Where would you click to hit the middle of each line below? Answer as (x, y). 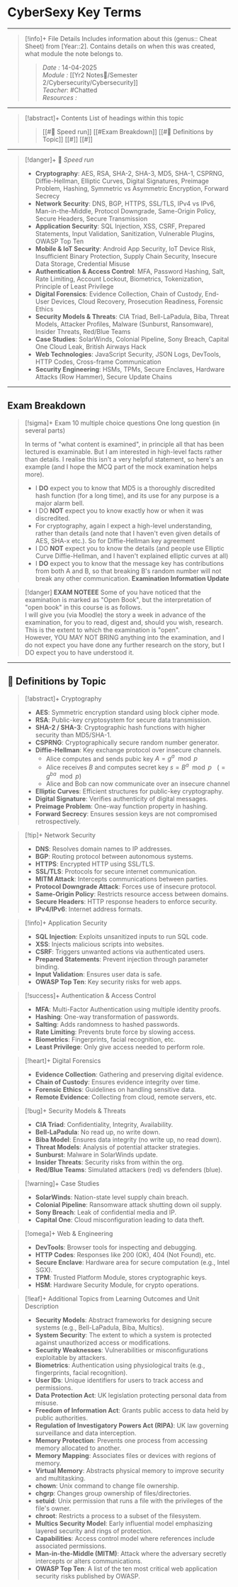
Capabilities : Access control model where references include (125, 1538)
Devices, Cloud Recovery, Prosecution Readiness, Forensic (137, 301)
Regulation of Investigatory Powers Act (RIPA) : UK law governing (132, 1425)
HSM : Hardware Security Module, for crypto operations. (117, 1285)
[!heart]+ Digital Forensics (63, 1060)
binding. (47, 967)
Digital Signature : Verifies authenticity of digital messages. (121, 798)
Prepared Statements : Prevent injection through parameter (122, 959)
